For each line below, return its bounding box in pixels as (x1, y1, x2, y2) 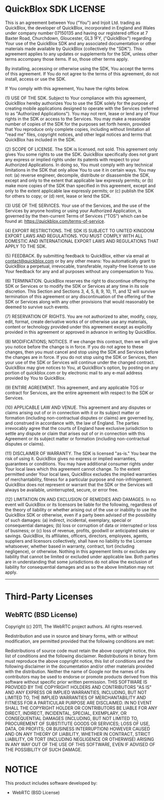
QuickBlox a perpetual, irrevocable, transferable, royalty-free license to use (5, 263, 157, 269)
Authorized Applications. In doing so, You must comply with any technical (5, 162, 153, 168)
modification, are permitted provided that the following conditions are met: (5, 638, 155, 644)
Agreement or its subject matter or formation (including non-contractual (5, 435, 150, 442)
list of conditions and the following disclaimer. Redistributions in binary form (5, 653, 158, 659)
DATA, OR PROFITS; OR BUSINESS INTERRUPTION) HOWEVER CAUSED (5, 725, 150, 731)
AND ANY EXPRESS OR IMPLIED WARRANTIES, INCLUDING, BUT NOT (5, 689, 147, 695)
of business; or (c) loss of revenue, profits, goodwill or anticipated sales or (5, 527, 155, 533)
